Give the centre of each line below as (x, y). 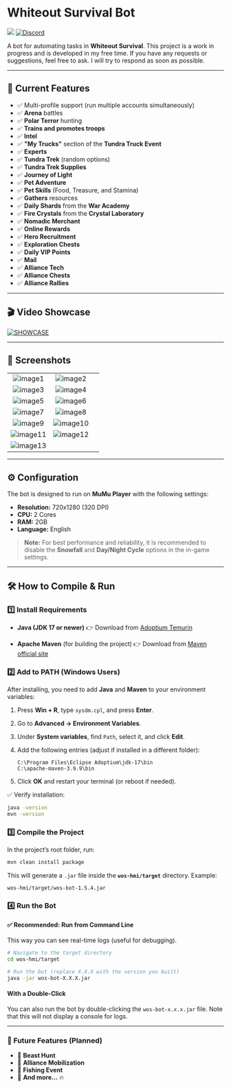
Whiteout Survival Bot (71, 13)
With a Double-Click (37, 994)
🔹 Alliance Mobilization (51, 1063)
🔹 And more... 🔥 (40, 1078)
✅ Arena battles (40, 113)
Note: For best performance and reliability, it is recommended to (115, 543)
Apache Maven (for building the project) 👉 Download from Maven (112, 643)
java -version (27, 808)
